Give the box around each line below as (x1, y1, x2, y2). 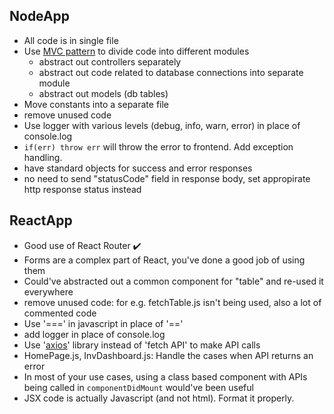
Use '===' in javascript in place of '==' (23, 317, 184, 329)
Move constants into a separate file (23, 98, 170, 110)
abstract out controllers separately (38, 55, 182, 68)
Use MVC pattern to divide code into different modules (23, 45, 250, 57)
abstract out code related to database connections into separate (38, 66, 304, 78)
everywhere (23, 285, 74, 298)
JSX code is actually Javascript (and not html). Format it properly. (23, 392, 295, 404)
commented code (23, 307, 97, 319)
